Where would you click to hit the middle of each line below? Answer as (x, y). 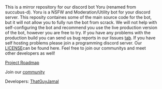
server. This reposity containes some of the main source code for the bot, (78, 17)
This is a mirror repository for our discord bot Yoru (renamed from (71, 7)
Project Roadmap (22, 63)
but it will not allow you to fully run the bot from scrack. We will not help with (81, 22)
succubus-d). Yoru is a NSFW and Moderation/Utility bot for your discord (78, 12)
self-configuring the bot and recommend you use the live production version (81, 28)
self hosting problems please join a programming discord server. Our (74, 43)
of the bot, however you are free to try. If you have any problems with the (78, 33)
